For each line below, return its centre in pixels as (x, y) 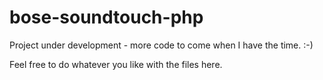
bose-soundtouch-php (106, 17)
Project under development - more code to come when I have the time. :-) (161, 45)
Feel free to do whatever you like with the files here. (116, 64)
